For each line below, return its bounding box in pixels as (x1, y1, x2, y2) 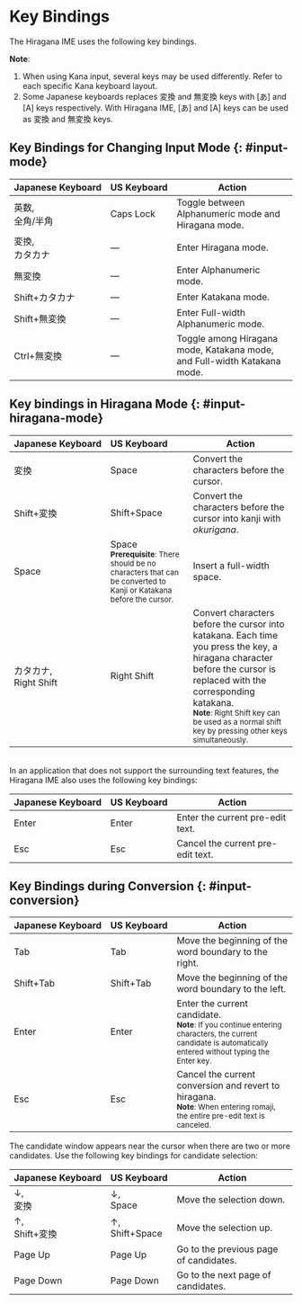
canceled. (176, 1120, 211, 1130)
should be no (110, 558, 156, 568)
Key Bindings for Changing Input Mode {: (9, 140, 244, 156)
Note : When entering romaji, (176, 1102, 276, 1112)
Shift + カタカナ (13, 290, 75, 303)
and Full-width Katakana (176, 354, 281, 367)
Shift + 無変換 (13, 312, 67, 325)
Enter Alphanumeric (176, 263, 261, 276)
